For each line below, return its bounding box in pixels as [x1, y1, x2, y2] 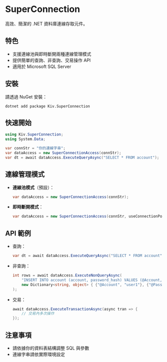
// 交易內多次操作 [21, 311, 55, 316]
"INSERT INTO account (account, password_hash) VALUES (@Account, [21, 277, 163, 282]
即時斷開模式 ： [12, 204, 43, 210]
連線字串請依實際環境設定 [12, 351, 65, 357]
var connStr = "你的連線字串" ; [5, 146, 66, 151]
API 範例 [5, 229, 31, 237]
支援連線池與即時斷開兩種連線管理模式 [12, 51, 91, 57]
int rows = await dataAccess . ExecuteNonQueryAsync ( [12, 273, 122, 278]
